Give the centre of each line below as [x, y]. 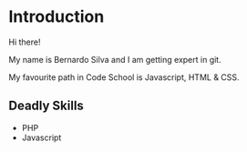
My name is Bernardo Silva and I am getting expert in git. [115, 59]
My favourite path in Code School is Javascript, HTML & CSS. [124, 77]
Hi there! [25, 42]
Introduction [57, 17]
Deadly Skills [46, 106]
